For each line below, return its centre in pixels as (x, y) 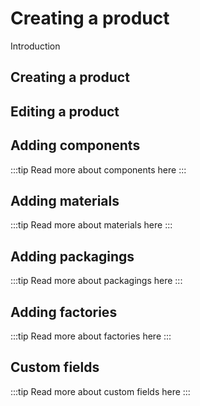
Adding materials (65, 200)
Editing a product (65, 111)
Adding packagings (72, 256)
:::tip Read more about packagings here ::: (96, 281)
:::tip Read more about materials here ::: (91, 225)
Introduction (35, 46)
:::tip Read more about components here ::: (98, 169)
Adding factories (64, 312)
